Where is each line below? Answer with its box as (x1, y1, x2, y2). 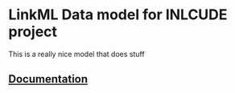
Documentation (8, 72, 89, 86)
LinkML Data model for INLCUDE (8, 6, 228, 24)
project (8, 22, 58, 41)
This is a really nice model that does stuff (8, 49, 145, 59)
